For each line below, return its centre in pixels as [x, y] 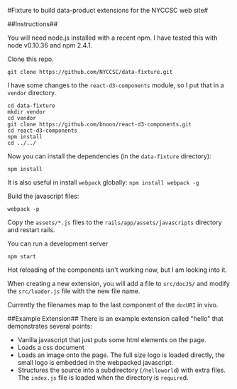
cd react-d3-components [43, 131]
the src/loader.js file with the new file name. [74, 291]
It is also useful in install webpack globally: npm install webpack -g [103, 182]
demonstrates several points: [50, 326]
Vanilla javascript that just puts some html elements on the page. [112, 340]
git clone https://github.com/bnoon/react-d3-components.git [100, 124]
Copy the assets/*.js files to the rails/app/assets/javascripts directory [115, 222]
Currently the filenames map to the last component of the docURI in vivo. [113, 305]
